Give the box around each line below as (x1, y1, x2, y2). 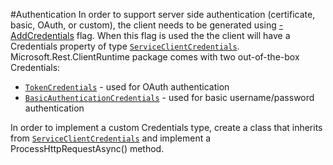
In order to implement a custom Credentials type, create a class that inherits (10, 122, 323, 133)
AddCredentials (10, 30, 75, 41)
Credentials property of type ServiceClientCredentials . (10, 40, 240, 52)
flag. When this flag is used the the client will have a (76, 30, 291, 41)
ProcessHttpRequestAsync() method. (10, 143, 165, 154)
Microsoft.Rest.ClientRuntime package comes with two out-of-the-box (10, 51, 300, 63)
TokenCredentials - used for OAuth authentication (24, 81, 230, 93)
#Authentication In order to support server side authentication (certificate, (10, 9, 316, 20)
